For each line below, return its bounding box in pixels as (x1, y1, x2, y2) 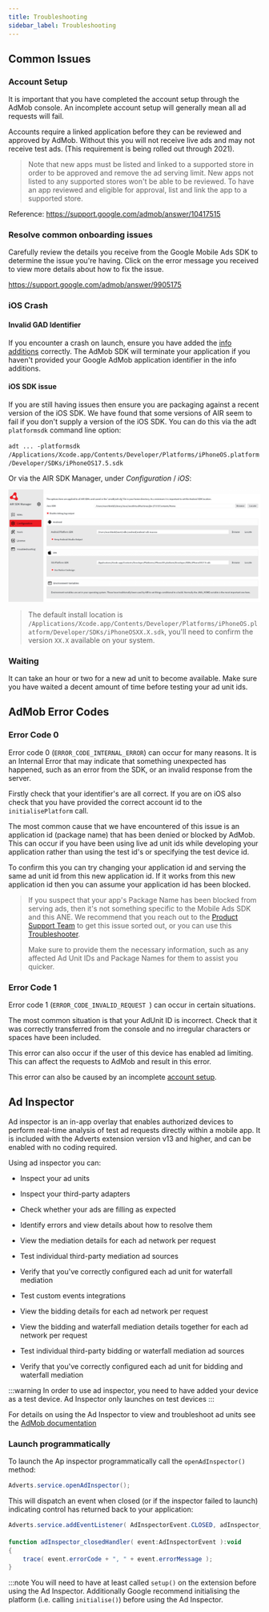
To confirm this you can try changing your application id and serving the (8, 863, 247, 872)
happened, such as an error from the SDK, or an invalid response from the (8, 765, 253, 774)
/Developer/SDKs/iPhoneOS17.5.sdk (8, 459, 124, 467)
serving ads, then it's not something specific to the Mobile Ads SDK (27, 903, 251, 913)
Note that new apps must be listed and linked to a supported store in (27, 160, 254, 169)
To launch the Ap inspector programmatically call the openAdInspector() (8, 1456, 246, 1466)
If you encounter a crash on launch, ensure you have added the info (8, 338, 232, 347)
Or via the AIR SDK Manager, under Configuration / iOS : (8, 473, 192, 483)
